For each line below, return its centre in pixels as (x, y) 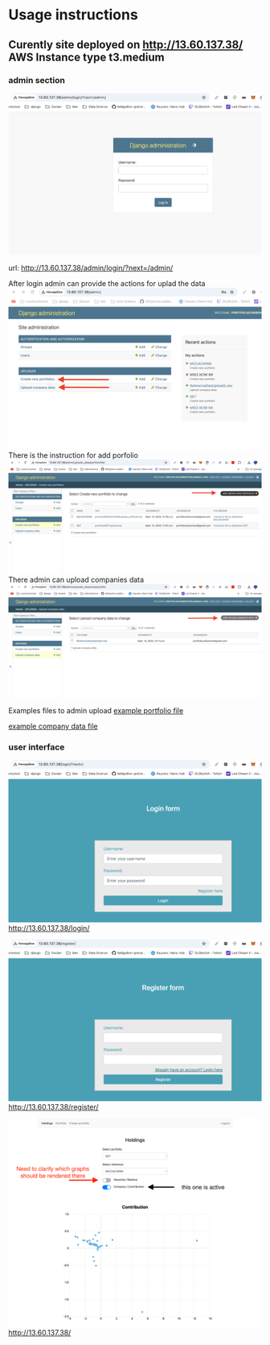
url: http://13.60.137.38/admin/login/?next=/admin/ (91, 268)
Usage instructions (73, 15)
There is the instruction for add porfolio (74, 455)
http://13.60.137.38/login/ (49, 928)
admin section (37, 80)
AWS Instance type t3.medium (86, 57)
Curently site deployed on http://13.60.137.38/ (126, 45)
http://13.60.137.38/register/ (53, 1106)
